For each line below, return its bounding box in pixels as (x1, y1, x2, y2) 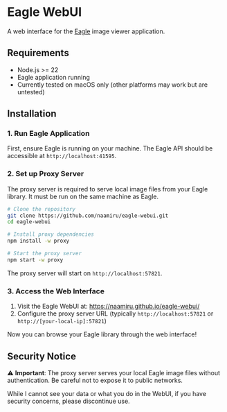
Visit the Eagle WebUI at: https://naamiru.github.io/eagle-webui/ (17, 302, 200, 311)
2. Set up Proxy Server (7, 169, 84, 179)
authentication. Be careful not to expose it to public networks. (7, 376, 183, 384)
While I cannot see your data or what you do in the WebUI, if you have (7, 389, 206, 397)
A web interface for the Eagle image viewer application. (7, 27, 165, 35)
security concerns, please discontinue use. (7, 397, 130, 405)
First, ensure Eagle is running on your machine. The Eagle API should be (7, 144, 213, 153)
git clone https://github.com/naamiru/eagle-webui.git (7, 212, 169, 219)
